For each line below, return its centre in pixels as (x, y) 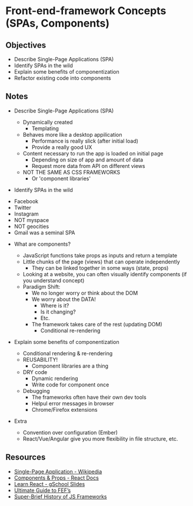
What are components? (42, 244)
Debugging (36, 391)
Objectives (26, 45)
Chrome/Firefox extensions (64, 409)
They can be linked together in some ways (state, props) (100, 268)
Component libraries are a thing (70, 366)
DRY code (35, 372)
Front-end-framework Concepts (86, 11)
